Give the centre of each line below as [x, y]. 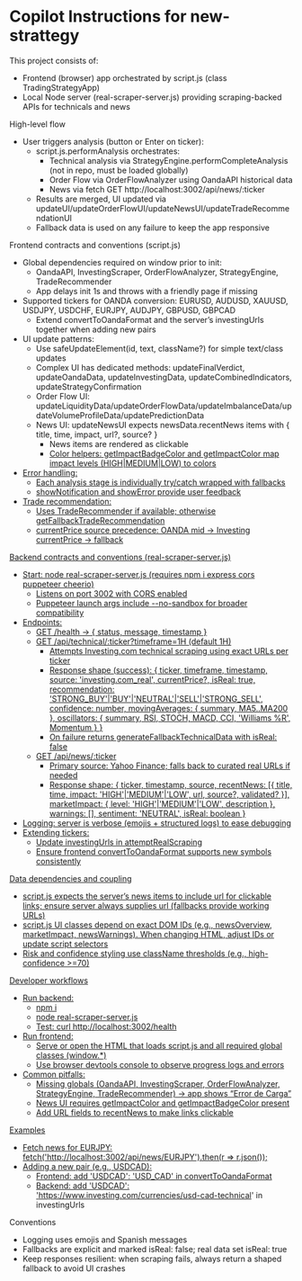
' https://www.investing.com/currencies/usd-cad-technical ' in [149, 1195]
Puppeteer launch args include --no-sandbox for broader [142, 603]
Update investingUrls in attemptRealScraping [119, 842]
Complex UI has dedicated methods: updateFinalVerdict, [140, 367]
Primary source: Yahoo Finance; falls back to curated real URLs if [169, 766]
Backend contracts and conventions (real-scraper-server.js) [120, 557]
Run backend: [48, 998]
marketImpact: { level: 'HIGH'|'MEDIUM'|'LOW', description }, [162, 803]
